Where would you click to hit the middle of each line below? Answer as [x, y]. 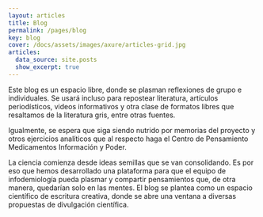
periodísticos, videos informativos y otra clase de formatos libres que [121, 106]
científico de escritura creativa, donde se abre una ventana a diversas [122, 196]
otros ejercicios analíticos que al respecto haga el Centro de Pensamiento [128, 139]
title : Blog [28, 23]
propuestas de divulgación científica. [69, 204]
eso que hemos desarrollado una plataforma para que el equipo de [117, 170]
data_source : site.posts [56, 60]
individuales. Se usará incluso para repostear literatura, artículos [113, 98]
